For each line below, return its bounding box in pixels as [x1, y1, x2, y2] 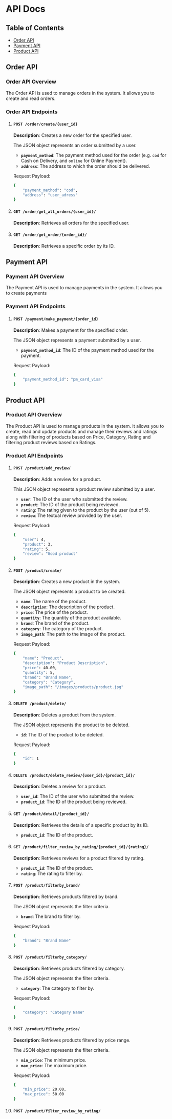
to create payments [6, 290, 47, 296]
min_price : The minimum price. [20, 1057, 87, 1063]
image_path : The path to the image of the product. [20, 631, 126, 637]
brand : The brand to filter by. [20, 913, 81, 920]
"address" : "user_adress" [23, 192, 78, 197]
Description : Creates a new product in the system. [13, 578, 121, 585]
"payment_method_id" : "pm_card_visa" [23, 377, 103, 382]
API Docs [6, 3, 46, 15]
